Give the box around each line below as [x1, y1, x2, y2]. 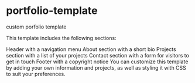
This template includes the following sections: [6, 34, 117, 41]
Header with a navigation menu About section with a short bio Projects [6, 45, 177, 53]
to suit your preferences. [6, 70, 66, 77]
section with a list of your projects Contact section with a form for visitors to [6, 52, 189, 59]
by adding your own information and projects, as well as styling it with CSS [6, 64, 186, 71]
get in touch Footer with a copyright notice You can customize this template [6, 58, 189, 65]
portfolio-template [6, 4, 98, 17]
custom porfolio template [6, 23, 67, 30]
